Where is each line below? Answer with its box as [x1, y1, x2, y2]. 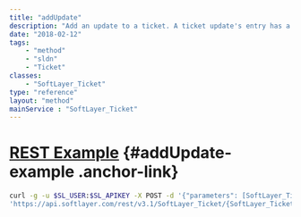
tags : [9, 38, 30, 47]
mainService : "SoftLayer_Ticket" [9, 104, 139, 113]
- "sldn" [25, 54, 58, 63]
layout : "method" [9, 96, 74, 105]
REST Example [9, 143, 119, 163]
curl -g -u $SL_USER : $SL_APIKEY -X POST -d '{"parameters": [9, 191, 239, 201]
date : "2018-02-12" [9, 29, 82, 38]
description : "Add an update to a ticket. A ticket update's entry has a [9, 21, 291, 30]
